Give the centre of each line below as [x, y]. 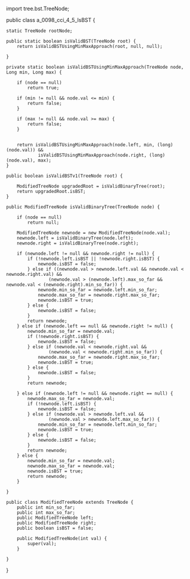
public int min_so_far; [46, 507]
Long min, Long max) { [34, 72]
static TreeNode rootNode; [39, 31]
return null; [44, 223]
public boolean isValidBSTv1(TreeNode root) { [65, 176]
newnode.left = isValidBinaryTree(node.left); [75, 238]
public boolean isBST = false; [55, 528]
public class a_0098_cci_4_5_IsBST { [51, 20]
